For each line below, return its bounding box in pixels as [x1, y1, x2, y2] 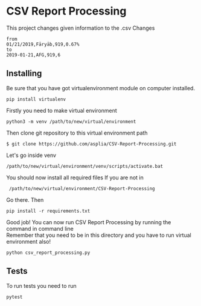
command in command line [6, 225, 74, 232]
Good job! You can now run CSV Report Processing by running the [6, 218, 171, 225]
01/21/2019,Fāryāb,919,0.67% [6, 41, 80, 47]
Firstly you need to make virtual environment [6, 107, 118, 114]
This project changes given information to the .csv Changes [6, 24, 155, 32]
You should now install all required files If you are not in [6, 174, 144, 181]
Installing [6, 68, 42, 79]
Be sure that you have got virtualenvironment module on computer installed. [6, 84, 195, 91]
